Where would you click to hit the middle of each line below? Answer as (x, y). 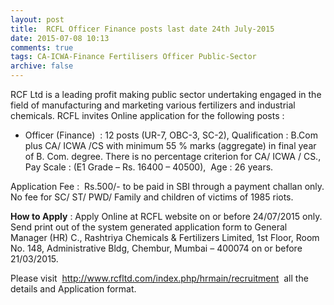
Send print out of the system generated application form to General (149, 227)
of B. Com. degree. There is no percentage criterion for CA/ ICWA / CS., (173, 156)
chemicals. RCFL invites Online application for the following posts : (147, 115)
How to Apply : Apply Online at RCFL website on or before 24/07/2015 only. (166, 216)
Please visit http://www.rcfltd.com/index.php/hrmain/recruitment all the (159, 278)
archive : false (42, 66)
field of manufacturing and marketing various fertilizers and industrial (153, 105)
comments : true (42, 47)
